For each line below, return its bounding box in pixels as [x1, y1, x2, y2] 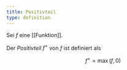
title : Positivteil [6, 9, 56, 15]
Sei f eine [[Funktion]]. [6, 31, 63, 38]
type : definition [6, 15, 51, 21]
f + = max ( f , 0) [85, 56, 121, 64]
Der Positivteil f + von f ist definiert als [6, 43, 101, 52]
